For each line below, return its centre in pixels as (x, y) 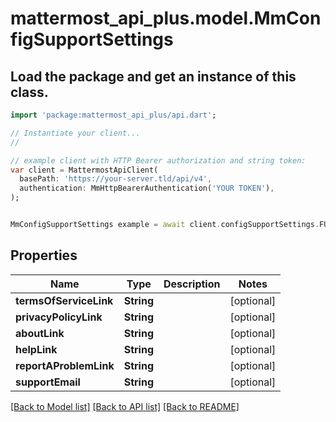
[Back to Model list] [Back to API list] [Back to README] (125, 406)
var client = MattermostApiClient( (84, 170)
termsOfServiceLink (64, 300)
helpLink (36, 349)
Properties (44, 255)
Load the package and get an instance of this (153, 76)
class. (29, 92)
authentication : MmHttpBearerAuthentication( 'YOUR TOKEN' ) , (147, 188)
